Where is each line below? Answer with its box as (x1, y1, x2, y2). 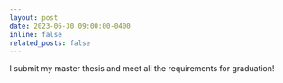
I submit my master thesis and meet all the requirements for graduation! (9, 63, 275, 74)
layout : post (9, 13, 59, 23)
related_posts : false (9, 38, 91, 48)
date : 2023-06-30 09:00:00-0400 (9, 22, 131, 31)
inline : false (9, 30, 63, 39)
